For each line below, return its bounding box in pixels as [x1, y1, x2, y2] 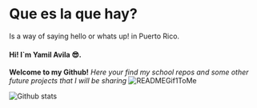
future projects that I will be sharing [9, 76, 127, 86]
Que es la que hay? [9, 5, 139, 23]
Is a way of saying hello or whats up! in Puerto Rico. [9, 31, 179, 41]
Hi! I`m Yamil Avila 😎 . [9, 50, 82, 59]
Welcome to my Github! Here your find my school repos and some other [9, 67, 249, 77]
